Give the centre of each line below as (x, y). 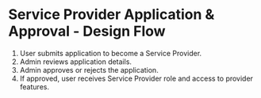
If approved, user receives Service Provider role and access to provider (136, 78)
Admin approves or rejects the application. (89, 70)
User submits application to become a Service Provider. (111, 53)
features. (35, 87)
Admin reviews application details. (76, 62)
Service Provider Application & (111, 15)
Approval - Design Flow (87, 31)
